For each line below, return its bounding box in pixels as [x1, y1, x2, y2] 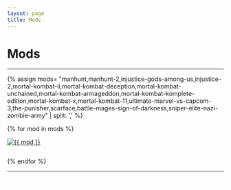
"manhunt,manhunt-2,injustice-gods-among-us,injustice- [58, 75, 222, 83]
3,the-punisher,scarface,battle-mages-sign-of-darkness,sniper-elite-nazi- [7, 104, 219, 112]
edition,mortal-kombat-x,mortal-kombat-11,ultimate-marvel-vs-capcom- [7, 97, 212, 105]
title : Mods [7, 16, 41, 23]
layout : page [7, 10, 45, 17]
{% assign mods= [7, 75, 58, 83]
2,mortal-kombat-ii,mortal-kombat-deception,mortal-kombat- [7, 82, 182, 91]
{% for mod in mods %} [7, 125, 74, 133]
